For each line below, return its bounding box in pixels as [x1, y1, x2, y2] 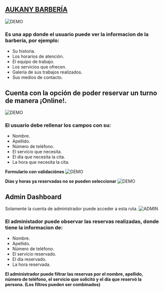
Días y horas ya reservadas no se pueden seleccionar [5, 179, 116, 184]
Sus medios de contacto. [12, 74, 63, 80]
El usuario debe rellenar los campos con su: [5, 122, 111, 129]
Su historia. [12, 48, 35, 54]
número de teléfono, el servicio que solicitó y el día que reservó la [5, 276, 142, 282]
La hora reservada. [12, 261, 51, 267]
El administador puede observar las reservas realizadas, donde [5, 218, 159, 225]
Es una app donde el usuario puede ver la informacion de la [5, 31, 149, 37]
